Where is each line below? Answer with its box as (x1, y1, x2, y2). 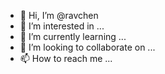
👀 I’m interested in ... (19, 20, 105, 32)
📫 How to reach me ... (19, 53, 113, 64)
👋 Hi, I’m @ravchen (19, 10, 99, 21)
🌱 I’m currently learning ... (19, 31, 127, 42)
